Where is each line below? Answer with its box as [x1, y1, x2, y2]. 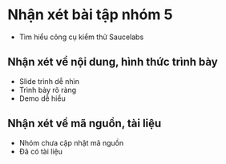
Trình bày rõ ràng [18, 85, 77, 94]
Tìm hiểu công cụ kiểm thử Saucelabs [18, 32, 144, 42]
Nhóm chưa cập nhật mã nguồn [18, 138, 124, 147]
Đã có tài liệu [18, 146, 63, 156]
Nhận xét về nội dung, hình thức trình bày [7, 55, 218, 69]
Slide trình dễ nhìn [18, 76, 79, 86]
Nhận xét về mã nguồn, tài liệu [7, 117, 162, 130]
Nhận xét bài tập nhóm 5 [7, 6, 173, 24]
